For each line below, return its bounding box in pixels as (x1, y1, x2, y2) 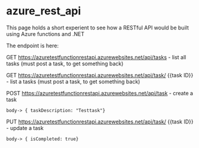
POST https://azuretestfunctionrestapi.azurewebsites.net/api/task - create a (6, 89, 193, 96)
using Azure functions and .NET (6, 30, 85, 37)
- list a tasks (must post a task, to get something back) (6, 78, 140, 85)
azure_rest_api (6, 4, 81, 18)
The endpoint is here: (6, 42, 59, 49)
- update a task (6, 124, 44, 131)
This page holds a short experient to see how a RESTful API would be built (6, 24, 189, 31)
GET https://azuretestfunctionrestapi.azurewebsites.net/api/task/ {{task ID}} (6, 71, 194, 78)
